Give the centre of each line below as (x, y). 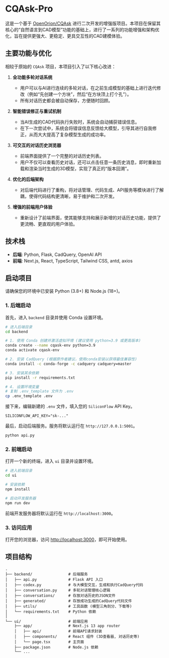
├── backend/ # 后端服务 (47, 574)
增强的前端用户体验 (32, 207)
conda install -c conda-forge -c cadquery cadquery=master (68, 364)
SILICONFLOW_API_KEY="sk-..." (37, 416)
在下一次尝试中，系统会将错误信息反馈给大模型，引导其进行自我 (86, 128)
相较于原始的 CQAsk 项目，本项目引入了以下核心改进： (61, 67)
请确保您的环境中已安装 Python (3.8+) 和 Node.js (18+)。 (64, 291)
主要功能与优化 (28, 53)
